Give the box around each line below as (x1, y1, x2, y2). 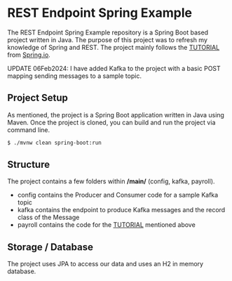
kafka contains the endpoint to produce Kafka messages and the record (17, 206, 226, 214)
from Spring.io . (7, 51, 50, 59)
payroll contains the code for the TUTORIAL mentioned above (17, 221, 196, 229)
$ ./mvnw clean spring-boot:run (7, 139, 102, 146)
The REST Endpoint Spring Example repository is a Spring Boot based (7, 28, 209, 37)
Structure (7, 159, 50, 171)
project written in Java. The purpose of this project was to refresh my (7, 35, 208, 44)
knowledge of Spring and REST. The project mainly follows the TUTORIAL (7, 43, 220, 51)
